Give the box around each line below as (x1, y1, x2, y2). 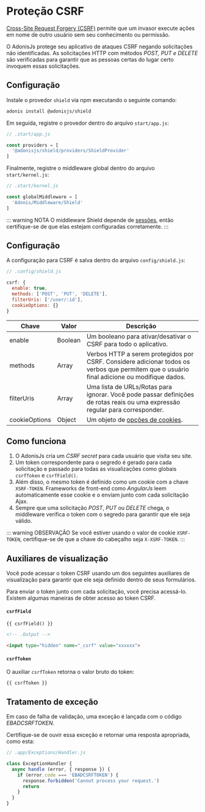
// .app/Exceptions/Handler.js (6, 750, 86, 756)
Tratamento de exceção (6, 696, 99, 707)
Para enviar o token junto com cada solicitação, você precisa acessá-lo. (6, 588, 187, 596)
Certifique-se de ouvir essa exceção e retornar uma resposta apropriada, (6, 731, 190, 739)
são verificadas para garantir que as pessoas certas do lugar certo (6, 56, 174, 63)
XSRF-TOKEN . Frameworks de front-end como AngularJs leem (15, 485, 167, 492)
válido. (15, 517, 32, 525)
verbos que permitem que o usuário (86, 365, 189, 374)
